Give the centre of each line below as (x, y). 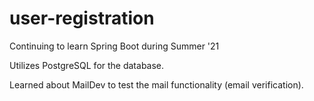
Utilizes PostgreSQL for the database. (87, 65)
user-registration (82, 18)
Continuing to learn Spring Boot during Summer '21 (114, 46)
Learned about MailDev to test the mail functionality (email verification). (156, 84)
